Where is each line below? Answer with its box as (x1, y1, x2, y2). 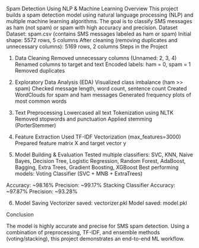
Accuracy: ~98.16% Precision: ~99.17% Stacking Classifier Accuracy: (6, 181, 175, 189)
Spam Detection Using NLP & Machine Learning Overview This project (6, 5, 178, 12)
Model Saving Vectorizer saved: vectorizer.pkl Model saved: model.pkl (14, 199, 187, 206)
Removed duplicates (14, 67, 65, 74)
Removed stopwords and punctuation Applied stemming (14, 115, 153, 123)
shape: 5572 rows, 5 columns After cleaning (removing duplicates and (6, 37, 178, 43)
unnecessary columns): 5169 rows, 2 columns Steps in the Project (6, 43, 168, 50)
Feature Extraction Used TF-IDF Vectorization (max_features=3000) (14, 133, 181, 140)
